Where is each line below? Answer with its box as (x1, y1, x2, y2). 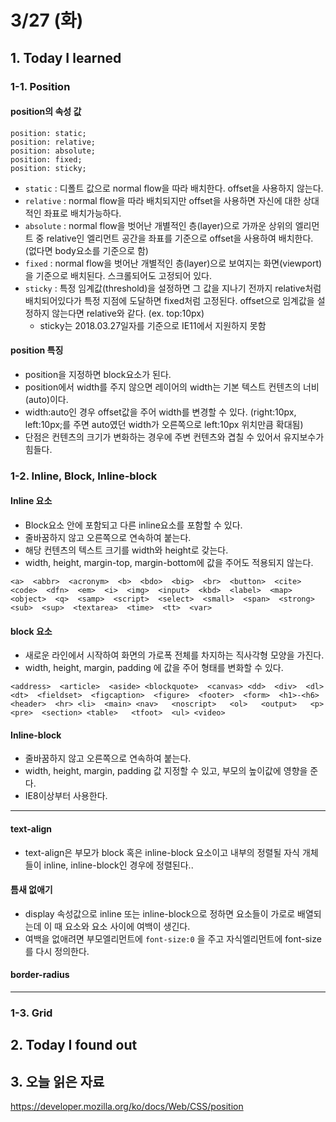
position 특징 (10, 344, 64, 356)
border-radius (10, 969, 70, 981)
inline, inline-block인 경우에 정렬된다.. (43, 859, 194, 871)
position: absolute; (10, 146, 97, 156)
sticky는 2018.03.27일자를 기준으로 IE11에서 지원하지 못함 (39, 319, 267, 331)
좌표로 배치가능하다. (43, 207, 122, 219)
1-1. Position (10, 79, 71, 93)
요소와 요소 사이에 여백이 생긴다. (64, 920, 191, 932)
